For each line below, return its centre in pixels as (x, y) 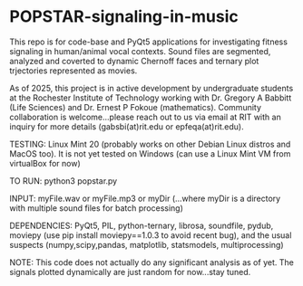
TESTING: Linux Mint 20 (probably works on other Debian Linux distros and (150, 144)
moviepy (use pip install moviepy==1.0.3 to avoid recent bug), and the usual (151, 235)
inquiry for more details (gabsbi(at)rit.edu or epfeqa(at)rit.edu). (127, 126)
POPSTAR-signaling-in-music (124, 17)
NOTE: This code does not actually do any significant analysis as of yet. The (152, 262)
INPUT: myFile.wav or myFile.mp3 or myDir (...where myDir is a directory (145, 198)
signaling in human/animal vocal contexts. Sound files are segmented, (140, 51)
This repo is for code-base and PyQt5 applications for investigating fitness (149, 42)
